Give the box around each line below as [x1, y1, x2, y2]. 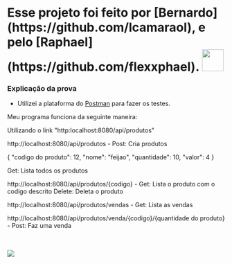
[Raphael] [35, 35, 93, 50]
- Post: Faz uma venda [7, 222, 71, 230]
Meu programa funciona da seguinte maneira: [7, 113, 138, 121]
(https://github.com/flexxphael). [7, 59, 199, 75]
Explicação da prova [7, 84, 78, 94]
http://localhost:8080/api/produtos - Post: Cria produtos [7, 140, 168, 148]
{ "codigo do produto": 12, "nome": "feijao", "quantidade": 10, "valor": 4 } [7, 153, 215, 161]
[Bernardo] [153, 5, 218, 21]
